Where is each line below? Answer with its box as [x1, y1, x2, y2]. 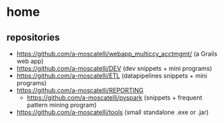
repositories [6, 32, 60, 43]
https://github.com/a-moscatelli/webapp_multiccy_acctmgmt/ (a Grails [16, 49, 218, 58]
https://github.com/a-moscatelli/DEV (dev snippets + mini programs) [16, 65, 212, 72]
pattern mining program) [26, 101, 97, 109]
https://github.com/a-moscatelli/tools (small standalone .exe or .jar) [16, 108, 209, 116]
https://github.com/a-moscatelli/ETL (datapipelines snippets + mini [16, 71, 207, 80]
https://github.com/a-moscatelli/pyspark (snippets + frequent [26, 93, 203, 102]
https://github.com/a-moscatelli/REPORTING [16, 87, 144, 94]
